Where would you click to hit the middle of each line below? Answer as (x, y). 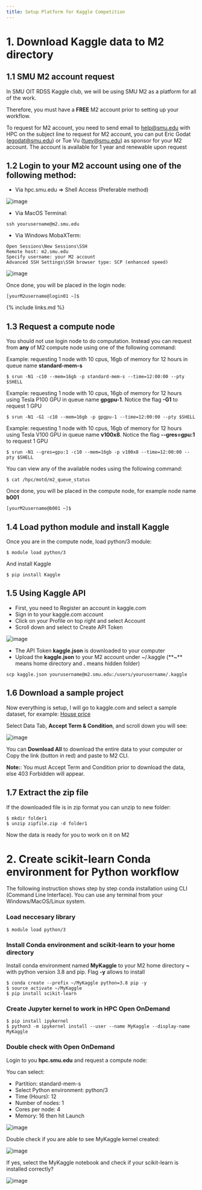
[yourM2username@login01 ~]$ (43, 297)
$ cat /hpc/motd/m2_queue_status (48, 480)
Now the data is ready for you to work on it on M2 (68, 835)
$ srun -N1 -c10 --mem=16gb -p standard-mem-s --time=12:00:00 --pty (96, 377)
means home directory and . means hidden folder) (77, 663)
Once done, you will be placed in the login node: (66, 285)
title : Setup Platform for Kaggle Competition (66, 12)
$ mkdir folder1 (27, 818)
